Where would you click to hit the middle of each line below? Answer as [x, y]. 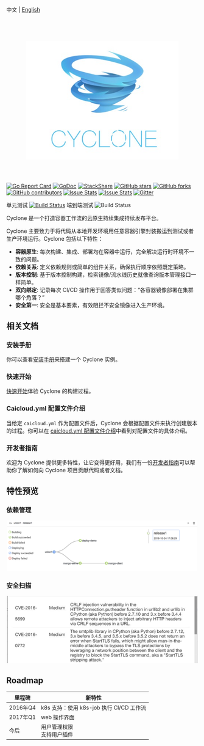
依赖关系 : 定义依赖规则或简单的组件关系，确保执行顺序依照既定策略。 [102, 267]
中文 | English [23, 9]
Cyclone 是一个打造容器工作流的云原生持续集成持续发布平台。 [84, 218]
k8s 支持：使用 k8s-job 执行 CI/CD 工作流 [94, 708]
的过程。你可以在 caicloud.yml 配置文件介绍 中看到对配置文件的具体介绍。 [98, 431]
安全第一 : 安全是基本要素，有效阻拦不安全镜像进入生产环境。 [91, 305]
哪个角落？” [30, 297]
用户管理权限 [57, 727]
